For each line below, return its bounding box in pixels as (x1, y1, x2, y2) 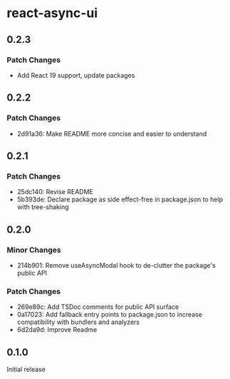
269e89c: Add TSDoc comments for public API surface (16, 303, 179, 311)
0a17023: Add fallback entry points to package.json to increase (16, 310, 202, 319)
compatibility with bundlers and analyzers (16, 318, 140, 326)
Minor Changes (6, 245, 61, 255)
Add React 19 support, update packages (16, 71, 135, 79)
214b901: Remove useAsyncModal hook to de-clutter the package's (16, 261, 216, 269)
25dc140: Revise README (16, 188, 93, 196)
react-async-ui (6, 5, 98, 21)
